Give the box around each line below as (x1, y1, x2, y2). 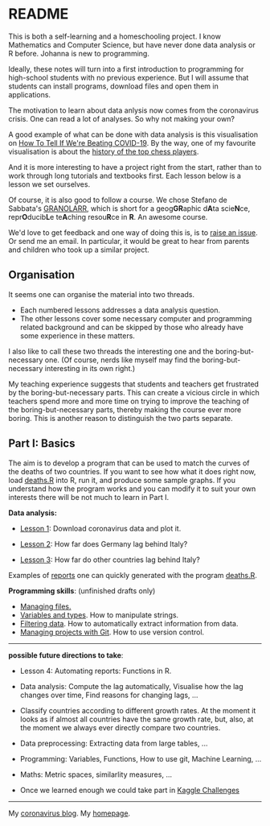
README (8, 5, 69, 23)
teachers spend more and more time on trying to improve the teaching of (8, 396, 250, 406)
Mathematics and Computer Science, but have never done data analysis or (8, 39, 256, 49)
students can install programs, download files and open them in (8, 81, 219, 91)
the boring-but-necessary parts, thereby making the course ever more (8, 404, 242, 415)
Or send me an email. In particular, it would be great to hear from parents (8, 236, 250, 246)
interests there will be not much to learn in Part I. (8, 492, 170, 502)
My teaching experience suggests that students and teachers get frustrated (8, 379, 260, 389)
